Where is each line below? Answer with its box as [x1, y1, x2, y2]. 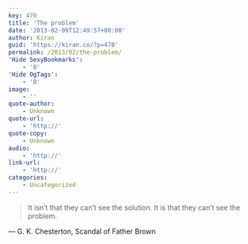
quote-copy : [8, 129, 48, 137]
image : [8, 85, 30, 93]
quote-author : [8, 100, 55, 108]
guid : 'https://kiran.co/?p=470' [8, 41, 119, 49]
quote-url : [8, 115, 44, 123]
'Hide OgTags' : [8, 71, 59, 78]
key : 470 [8, 11, 37, 20]
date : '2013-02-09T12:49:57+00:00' [8, 26, 126, 34]
